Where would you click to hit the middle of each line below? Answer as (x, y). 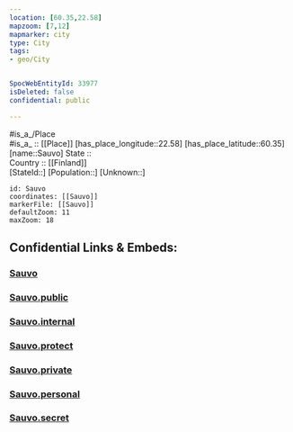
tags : (19, 51)
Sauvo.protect (41, 346)
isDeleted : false (42, 92)
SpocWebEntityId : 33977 (54, 84)
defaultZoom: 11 (40, 212)
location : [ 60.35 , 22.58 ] (56, 18)
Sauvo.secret (39, 418)
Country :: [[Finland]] (48, 162)
